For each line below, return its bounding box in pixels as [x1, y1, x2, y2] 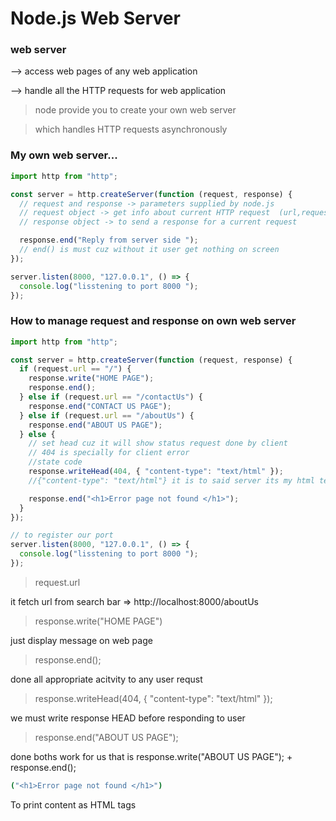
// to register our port [10, 530, 114, 541]
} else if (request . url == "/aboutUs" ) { [19, 410, 195, 421]
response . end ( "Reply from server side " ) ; [19, 235, 199, 246]
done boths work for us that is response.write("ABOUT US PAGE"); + [10, 750, 293, 762]
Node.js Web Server [10, 7, 181, 30]
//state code [28, 457, 83, 467]
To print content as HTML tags [10, 798, 137, 811]
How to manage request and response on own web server [10, 314, 297, 328]
